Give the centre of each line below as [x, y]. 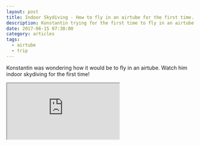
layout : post [22, 12]
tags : [13, 39]
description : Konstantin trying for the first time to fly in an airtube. [101, 23]
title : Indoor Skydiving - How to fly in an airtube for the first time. [100, 17]
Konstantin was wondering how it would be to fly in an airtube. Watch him [97, 68]
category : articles [31, 34]
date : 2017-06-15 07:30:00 [40, 28]
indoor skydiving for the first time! [48, 74]
